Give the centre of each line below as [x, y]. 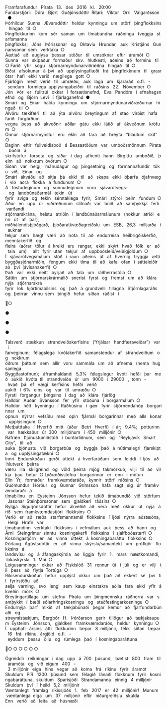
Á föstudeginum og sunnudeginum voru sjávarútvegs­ [66, 187]
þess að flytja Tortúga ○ [40, 570]
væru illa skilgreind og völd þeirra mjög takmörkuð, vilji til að [79, 469]
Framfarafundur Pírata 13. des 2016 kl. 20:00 [58, 7]
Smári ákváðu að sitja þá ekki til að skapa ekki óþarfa [72, 177]
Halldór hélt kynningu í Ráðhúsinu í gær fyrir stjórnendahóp [74, 406]
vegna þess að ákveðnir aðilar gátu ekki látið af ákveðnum [75, 124]
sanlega [13, 368]
